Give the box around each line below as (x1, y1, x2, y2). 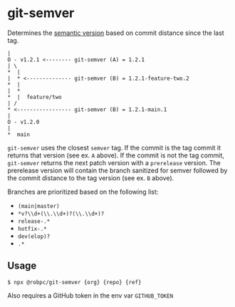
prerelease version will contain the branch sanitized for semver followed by (7, 166, 228, 175)
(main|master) (17, 202, 60, 209)
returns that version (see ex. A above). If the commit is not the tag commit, (7, 151, 224, 160)
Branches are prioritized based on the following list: (7, 187, 159, 196)
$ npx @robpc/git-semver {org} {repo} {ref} (7, 279, 142, 286)
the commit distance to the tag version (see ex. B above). (7, 173, 174, 182)
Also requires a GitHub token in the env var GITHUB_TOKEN (7, 291, 174, 300)
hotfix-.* (17, 225, 48, 232)
